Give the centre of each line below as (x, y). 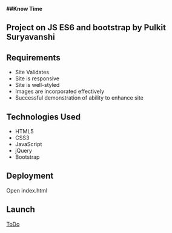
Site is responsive (37, 78)
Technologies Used (43, 117)
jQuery (23, 151)
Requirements (33, 58)
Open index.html (27, 190)
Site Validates (32, 72)
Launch (21, 210)
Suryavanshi (31, 37)
